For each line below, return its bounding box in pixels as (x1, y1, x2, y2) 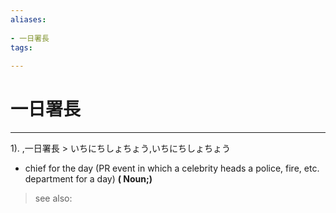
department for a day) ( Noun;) (24, 173, 153, 185)
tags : (10, 42, 33, 53)
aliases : (10, 14, 47, 25)
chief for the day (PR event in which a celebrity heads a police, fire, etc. (24, 162, 320, 175)
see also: (34, 192, 73, 205)
